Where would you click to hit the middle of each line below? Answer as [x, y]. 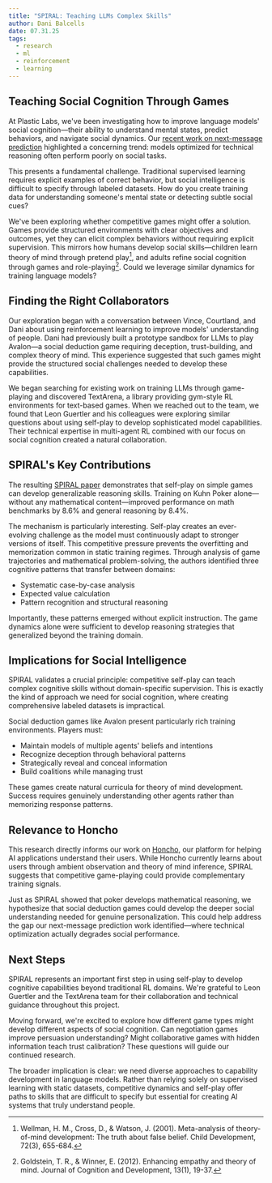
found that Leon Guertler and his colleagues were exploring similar [119, 413]
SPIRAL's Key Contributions [80, 466]
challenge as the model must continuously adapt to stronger [139, 535]
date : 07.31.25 [34, 31]
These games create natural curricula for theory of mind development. [126, 788]
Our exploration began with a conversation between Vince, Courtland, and [132, 320]
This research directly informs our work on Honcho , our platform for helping [135, 850]
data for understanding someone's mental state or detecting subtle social [131, 197]
